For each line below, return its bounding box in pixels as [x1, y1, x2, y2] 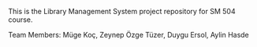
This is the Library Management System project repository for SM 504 [8, 7, 236, 16]
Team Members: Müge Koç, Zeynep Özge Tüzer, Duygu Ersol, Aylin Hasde [8, 31, 250, 39]
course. [8, 15, 33, 24]
